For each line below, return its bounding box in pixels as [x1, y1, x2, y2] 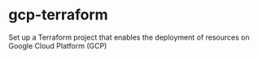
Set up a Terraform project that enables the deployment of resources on [8, 32, 250, 42]
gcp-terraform [8, 6, 108, 24]
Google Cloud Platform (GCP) [8, 40, 107, 50]
